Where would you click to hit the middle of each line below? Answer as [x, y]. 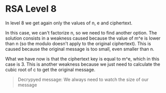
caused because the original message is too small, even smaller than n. [80, 49]
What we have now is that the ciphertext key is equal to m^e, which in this [82, 58]
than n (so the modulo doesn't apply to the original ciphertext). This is [78, 43]
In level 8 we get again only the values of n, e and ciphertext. [69, 23]
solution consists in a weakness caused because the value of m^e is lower [83, 38]
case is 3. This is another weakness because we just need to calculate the [83, 64]
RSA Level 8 [31, 9]
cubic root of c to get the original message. [50, 70]
